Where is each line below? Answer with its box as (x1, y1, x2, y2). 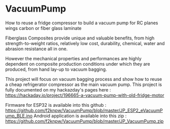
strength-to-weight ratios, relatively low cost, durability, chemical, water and (5, 40, 165, 46)
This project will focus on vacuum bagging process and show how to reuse (5, 76, 162, 82)
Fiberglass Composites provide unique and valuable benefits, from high (5, 35, 155, 41)
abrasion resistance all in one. (5, 46, 68, 52)
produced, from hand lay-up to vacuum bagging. (5, 66, 108, 72)
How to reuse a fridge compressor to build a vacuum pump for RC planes (5, 20, 158, 26)
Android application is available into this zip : (33, 112, 127, 119)
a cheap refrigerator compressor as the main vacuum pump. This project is (5, 81, 162, 88)
